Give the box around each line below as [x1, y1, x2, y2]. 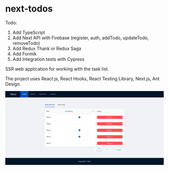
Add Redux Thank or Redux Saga [12, 45, 81, 51]
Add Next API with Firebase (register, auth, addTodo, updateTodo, [12, 35, 149, 41]
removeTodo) [12, 40, 40, 46]
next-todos [5, 3, 53, 15]
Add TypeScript [12, 29, 45, 35]
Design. [5, 81, 21, 87]
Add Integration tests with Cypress [12, 56, 84, 62]
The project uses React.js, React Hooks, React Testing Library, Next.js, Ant [5, 75, 160, 81]
